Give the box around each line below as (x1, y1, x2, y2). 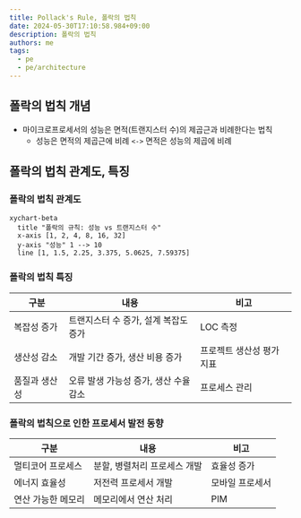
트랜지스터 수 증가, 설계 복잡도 (68, 314, 188, 326)
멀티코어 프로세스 (13, 459, 83, 471)
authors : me (9, 38, 54, 47)
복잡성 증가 (13, 320, 58, 332)
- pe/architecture (17, 64, 87, 73)
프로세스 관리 (200, 381, 253, 393)
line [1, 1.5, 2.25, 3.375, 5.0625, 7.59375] (17, 248, 191, 258)
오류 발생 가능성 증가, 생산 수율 (68, 374, 191, 386)
